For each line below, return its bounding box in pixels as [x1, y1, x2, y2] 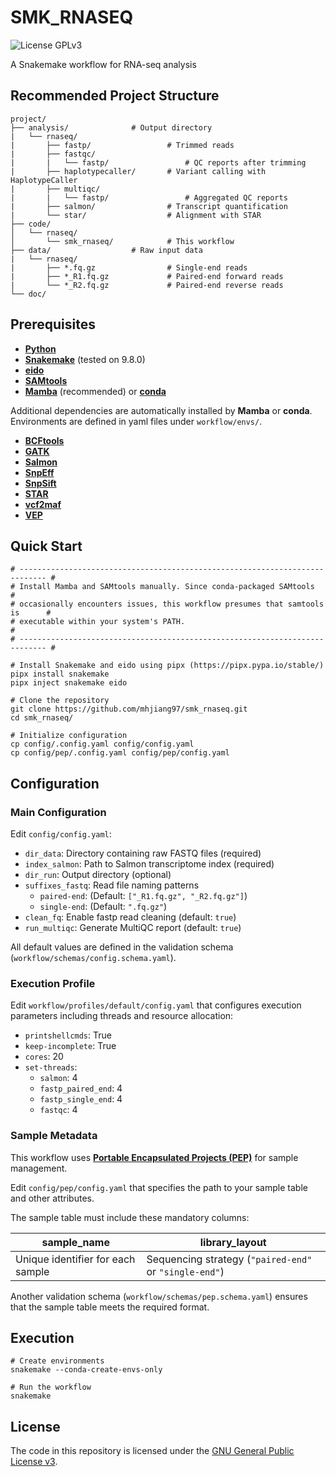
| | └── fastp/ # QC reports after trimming [10, 157, 307, 168]
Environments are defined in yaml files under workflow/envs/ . [10, 415, 263, 427]
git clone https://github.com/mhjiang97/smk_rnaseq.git [10, 704, 248, 715]
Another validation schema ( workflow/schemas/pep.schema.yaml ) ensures [10, 1290, 308, 1302]
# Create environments [10, 1356, 105, 1366]
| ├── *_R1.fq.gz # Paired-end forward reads [10, 271, 284, 281]
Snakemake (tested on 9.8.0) [24, 353, 146, 365]
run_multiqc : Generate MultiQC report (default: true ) [24, 922, 242, 934]
